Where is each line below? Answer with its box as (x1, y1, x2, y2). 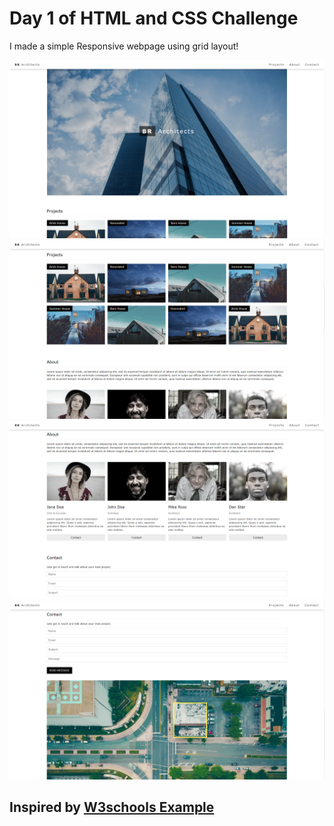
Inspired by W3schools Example (9, 799, 215, 816)
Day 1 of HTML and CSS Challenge (9, 7, 299, 30)
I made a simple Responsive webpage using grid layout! (9, 40, 239, 52)
